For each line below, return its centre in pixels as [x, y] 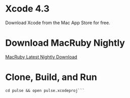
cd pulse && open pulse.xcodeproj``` [45, 90]
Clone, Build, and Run [51, 77]
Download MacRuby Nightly [65, 43]
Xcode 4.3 [27, 9]
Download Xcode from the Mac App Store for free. [58, 23]
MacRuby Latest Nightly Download [41, 57]
